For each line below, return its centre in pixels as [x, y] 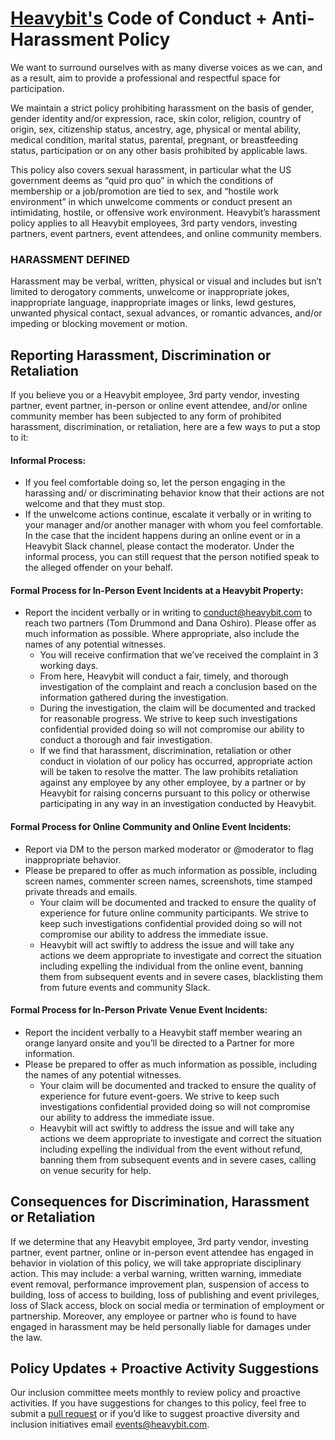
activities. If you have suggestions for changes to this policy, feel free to [158, 1403]
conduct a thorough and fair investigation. [126, 740]
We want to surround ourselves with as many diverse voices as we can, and [166, 67]
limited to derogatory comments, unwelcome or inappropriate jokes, [150, 292]
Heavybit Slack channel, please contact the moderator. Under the [159, 546]
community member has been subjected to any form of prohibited [146, 416]
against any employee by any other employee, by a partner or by [173, 783]
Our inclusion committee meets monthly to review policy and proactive [155, 1393]
